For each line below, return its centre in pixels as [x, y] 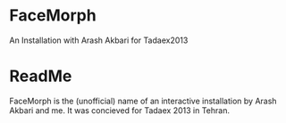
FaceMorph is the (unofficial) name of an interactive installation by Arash [143, 101]
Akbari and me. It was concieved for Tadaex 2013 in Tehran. [120, 110]
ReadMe [41, 76]
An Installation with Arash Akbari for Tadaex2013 [99, 40]
